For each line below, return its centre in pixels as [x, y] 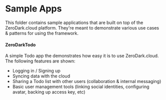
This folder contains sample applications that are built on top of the [74, 22]
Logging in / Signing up [36, 71]
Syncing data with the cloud [41, 76]
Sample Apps [33, 9]
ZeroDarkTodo [20, 44]
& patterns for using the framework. [42, 33]
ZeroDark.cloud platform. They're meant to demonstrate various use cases [82, 27]
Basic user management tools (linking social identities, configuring [81, 87]
